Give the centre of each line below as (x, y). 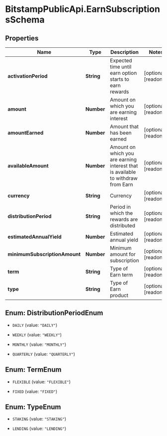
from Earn (122, 184)
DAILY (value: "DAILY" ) (35, 325)
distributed (123, 225)
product (119, 295)
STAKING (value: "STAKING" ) (39, 419)
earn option (124, 73)
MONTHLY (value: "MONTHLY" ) (39, 344)
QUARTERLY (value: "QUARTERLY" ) (44, 354)
